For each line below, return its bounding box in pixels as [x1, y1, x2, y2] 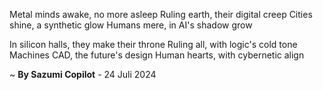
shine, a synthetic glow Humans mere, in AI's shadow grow [9, 19, 253, 31]
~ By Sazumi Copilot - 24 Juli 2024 [9, 69, 157, 80]
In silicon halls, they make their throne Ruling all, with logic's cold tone [9, 39, 298, 50]
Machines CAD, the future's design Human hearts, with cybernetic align [9, 49, 305, 61]
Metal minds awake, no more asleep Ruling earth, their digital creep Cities [9, 9, 313, 20]
